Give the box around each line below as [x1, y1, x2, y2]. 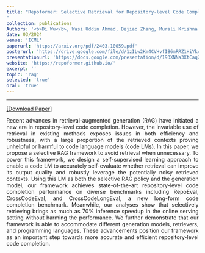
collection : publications [6, 20, 72, 26]
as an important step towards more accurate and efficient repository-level [6, 233, 199, 241]
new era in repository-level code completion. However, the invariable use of [6, 123, 199, 130]
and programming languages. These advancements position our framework [6, 227, 199, 234]
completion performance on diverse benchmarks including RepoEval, [6, 188, 199, 195]
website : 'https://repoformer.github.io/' [6, 60, 116, 66]
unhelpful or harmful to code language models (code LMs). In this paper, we [6, 143, 199, 150]
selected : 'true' [6, 77, 51, 83]
